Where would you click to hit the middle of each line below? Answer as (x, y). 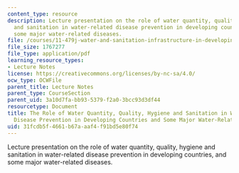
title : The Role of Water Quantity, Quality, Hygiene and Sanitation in (117, 113)
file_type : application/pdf (49, 54)
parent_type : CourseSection (49, 93)
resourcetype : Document (43, 107)
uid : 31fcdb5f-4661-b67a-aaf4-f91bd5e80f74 (73, 126)
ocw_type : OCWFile (34, 80)
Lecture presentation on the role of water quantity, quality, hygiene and (111, 147)
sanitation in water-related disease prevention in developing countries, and (117, 154)
